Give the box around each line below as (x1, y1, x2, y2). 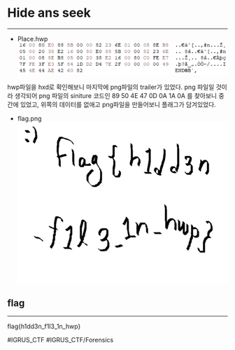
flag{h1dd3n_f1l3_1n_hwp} (7, 322, 81, 330)
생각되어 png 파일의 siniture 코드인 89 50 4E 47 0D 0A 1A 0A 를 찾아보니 (14, 92, 218, 100)
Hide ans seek (7, 5, 91, 21)
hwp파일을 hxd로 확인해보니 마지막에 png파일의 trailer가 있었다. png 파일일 (7, 83, 215, 92)
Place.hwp (17, 34, 48, 43)
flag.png (17, 114, 42, 123)
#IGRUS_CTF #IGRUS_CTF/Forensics (7, 336, 114, 344)
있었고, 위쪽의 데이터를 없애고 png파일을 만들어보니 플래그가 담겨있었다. (20, 100, 217, 109)
